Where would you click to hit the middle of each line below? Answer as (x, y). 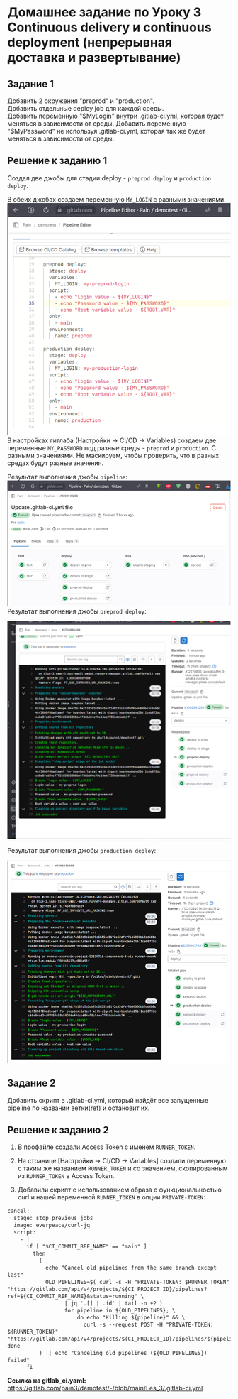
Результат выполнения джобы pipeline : (67, 477)
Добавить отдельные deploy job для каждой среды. (86, 108)
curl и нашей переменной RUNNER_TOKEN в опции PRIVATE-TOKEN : (111, 1197)
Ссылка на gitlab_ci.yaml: (47, 1381)
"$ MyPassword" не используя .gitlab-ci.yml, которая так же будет (106, 131)
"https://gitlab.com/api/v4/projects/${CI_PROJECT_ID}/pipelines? (107, 1290)
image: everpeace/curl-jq (52, 1226)
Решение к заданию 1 (57, 161)
